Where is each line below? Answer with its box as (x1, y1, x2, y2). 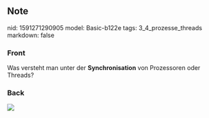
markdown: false (7, 31, 55, 39)
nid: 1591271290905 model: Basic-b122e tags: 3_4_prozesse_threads (7, 23, 202, 32)
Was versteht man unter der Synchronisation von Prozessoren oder (7, 64, 201, 72)
